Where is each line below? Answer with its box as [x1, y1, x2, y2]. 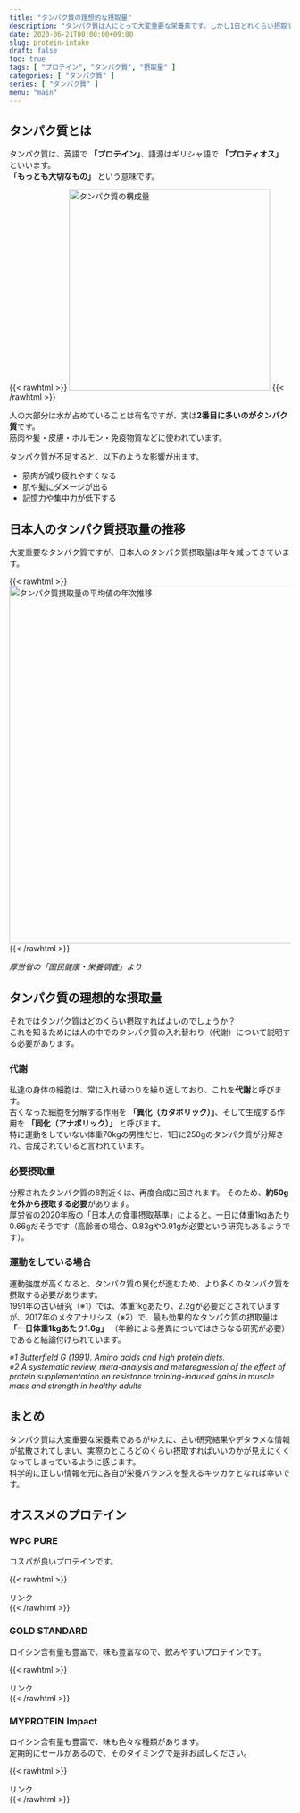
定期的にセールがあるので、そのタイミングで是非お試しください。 [9, 1747, 252, 1758]
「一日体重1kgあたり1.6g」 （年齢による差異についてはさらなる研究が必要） [9, 1322, 290, 1333]
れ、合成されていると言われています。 [9, 1141, 149, 1151]
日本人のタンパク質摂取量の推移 [9, 521, 186, 536]
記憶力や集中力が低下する [21, 493, 117, 503]
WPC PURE [9, 1534, 58, 1547]
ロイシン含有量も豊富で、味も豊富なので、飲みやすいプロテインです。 [9, 1646, 266, 1657]
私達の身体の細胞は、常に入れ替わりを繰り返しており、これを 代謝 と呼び [9, 1084, 275, 1095]
